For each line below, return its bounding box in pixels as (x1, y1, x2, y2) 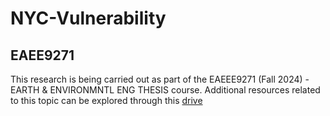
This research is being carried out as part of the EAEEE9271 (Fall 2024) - (10, 73, 310, 85)
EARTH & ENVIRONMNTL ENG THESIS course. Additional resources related (10, 84, 321, 96)
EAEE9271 (10, 47, 75, 64)
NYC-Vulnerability (10, 7, 167, 30)
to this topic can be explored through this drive (10, 95, 203, 106)
